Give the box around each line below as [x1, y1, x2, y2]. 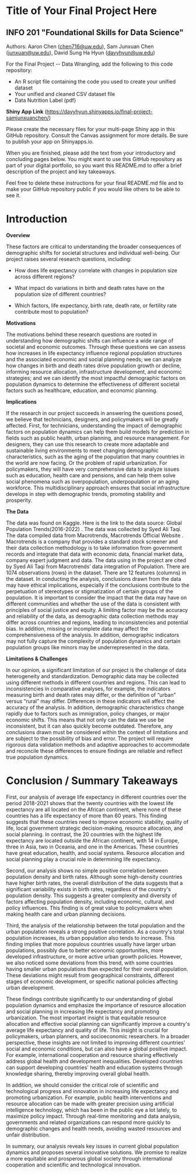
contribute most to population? [14, 308, 89, 315]
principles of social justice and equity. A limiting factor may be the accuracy [6, 606, 188, 613]
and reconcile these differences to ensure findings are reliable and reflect [6, 747, 183, 754]
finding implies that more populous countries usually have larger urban [6, 940, 176, 947]
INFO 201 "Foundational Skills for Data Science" [6, 28, 184, 37]
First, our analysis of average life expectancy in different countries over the [6, 793, 187, 800]
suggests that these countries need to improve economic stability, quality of [6, 818, 188, 825]
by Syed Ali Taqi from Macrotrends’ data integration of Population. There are [6, 563, 190, 570]
